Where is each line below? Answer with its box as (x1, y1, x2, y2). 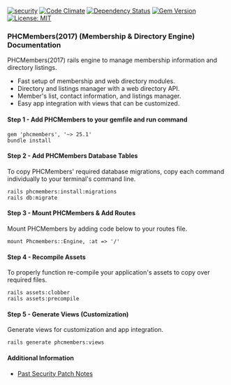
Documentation (7, 40, 61, 50)
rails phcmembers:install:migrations (7, 188, 117, 195)
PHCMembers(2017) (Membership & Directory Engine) (7, 31, 195, 41)
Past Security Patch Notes (17, 369, 93, 377)
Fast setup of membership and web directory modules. (17, 77, 176, 85)
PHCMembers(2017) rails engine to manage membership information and (7, 56, 218, 64)
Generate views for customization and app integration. (7, 326, 164, 334)
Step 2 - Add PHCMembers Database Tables (7, 152, 138, 160)
